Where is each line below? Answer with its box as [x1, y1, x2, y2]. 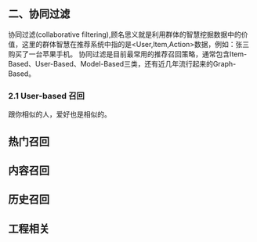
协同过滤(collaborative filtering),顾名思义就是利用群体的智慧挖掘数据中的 [8, 30, 241, 39]
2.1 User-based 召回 [8, 90, 85, 101]
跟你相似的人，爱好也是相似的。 [8, 110, 111, 119]
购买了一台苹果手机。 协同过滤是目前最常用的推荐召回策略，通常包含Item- [8, 49, 248, 59]
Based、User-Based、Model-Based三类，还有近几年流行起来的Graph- [8, 59, 237, 68]
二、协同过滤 [8, 7, 71, 21]
